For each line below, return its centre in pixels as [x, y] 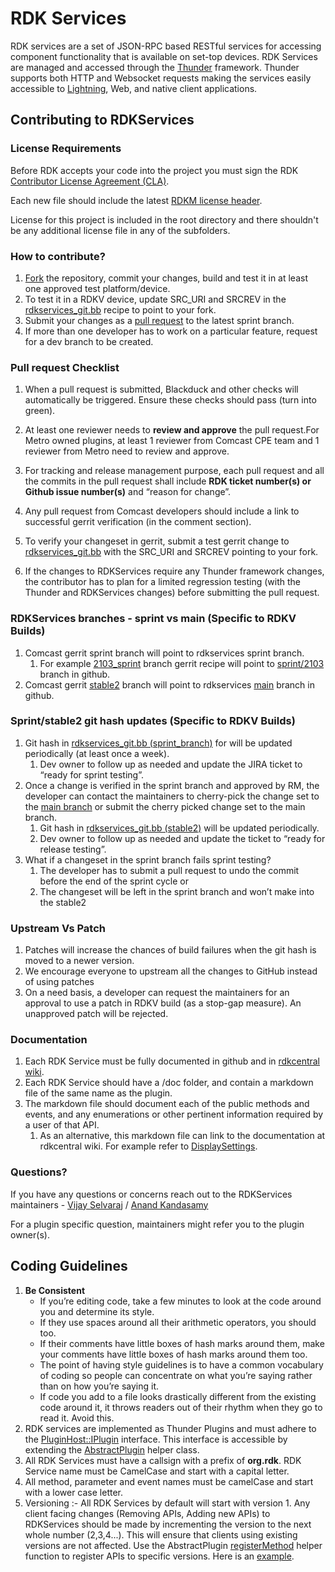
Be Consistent [55, 1290]
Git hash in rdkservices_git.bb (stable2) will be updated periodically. [179, 828]
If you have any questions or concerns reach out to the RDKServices [151, 1194]
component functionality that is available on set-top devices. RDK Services [164, 56]
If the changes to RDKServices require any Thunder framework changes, [174, 571]
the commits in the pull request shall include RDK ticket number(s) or [168, 481]
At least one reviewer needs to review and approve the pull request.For [172, 430]
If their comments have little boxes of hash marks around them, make [182, 1343]
